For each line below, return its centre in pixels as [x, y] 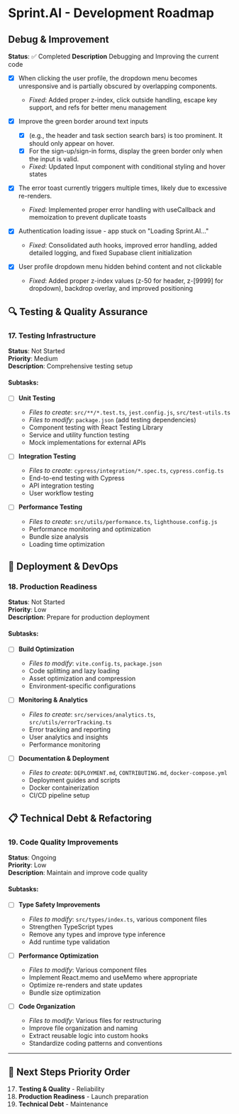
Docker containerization [64, 788]
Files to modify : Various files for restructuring [95, 1020]
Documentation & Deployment [63, 758]
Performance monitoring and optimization [90, 529]
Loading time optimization [67, 544]
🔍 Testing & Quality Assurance [78, 312]
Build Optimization [46, 649]
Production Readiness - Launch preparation [83, 1097]
